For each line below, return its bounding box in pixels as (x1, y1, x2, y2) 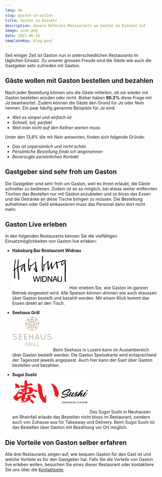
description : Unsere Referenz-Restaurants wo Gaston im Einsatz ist (5, 23, 146, 28)
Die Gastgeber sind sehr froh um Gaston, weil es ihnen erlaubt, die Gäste (5, 181, 150, 186)
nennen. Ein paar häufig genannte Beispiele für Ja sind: (5, 105, 116, 111)
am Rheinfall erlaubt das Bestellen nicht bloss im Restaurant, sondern (12, 414, 150, 420)
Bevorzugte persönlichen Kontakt (12, 154, 79, 159)
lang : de (5, 8, 23, 13)
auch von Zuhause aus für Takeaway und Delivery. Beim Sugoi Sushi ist (12, 419, 155, 425)
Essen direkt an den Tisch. (12, 300, 65, 306)
